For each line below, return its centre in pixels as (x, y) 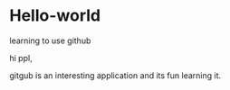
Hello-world (55, 16)
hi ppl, (21, 58)
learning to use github (50, 40)
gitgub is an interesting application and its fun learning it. (115, 75)
